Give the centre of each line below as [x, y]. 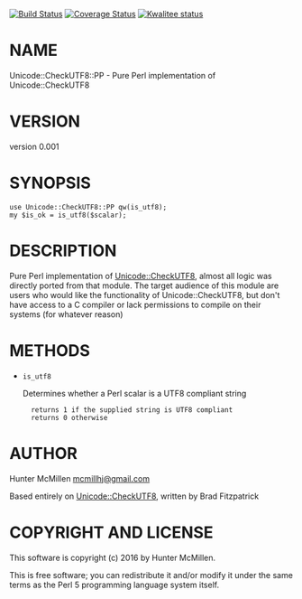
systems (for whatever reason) [66, 314]
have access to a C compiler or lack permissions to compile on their [135, 304]
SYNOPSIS [50, 183]
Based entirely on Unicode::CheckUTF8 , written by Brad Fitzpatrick [134, 496]
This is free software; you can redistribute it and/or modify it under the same [151, 575]
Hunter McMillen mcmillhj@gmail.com [80, 478]
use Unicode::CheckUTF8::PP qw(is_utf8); [88, 207]
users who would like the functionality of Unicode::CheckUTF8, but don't [145, 295]
